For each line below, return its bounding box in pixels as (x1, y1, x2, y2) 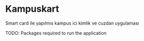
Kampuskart (5, 3, 59, 15)
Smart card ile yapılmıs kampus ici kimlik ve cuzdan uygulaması (5, 20, 139, 26)
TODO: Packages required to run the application (5, 30, 107, 36)
